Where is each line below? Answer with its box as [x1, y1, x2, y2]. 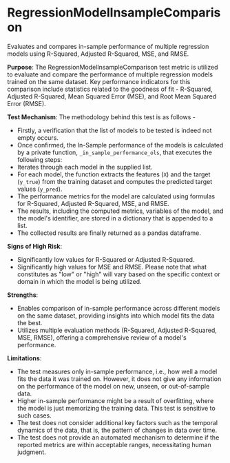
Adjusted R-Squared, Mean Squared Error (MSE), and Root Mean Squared [7, 92, 217, 101]
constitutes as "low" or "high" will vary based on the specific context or [17, 270, 220, 278]
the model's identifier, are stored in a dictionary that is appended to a [17, 214, 213, 222]
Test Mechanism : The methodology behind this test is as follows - [7, 112, 196, 121]
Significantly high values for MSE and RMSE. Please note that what [17, 263, 207, 271]
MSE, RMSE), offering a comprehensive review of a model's [17, 333, 187, 342]
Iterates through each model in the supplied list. [17, 163, 153, 171]
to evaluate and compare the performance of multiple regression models [7, 70, 213, 79]
